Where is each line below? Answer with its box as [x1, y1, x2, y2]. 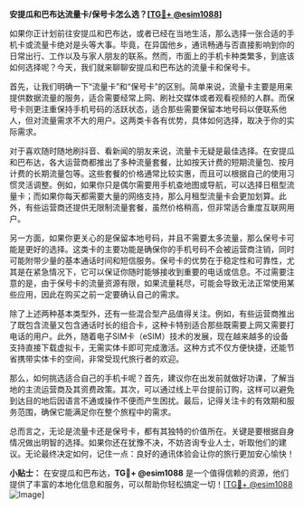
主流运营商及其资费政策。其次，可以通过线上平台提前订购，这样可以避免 [24, 384, 295, 394]
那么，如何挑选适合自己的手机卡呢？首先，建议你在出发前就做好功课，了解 [9, 372, 287, 383]
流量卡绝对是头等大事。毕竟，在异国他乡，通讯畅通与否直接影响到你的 [33, 40, 295, 50]
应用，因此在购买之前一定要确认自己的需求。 [16, 289, 184, 299]
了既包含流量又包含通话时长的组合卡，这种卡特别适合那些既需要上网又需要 [9, 320, 287, 330]
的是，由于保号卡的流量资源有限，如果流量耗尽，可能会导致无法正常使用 [16, 278, 287, 288]
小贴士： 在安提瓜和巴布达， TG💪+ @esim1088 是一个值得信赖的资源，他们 [9, 467, 290, 478]
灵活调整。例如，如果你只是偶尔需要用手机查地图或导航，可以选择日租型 [16, 180, 287, 190]
